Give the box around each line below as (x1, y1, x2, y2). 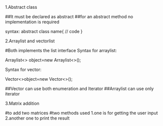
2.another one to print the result (5, 115, 70, 121)
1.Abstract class (5, 4, 37, 10)
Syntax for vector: (5, 66, 42, 72)
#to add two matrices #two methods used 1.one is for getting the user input (5, 110, 158, 116)
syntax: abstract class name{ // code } (5, 29, 83, 34)
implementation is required (5, 19, 60, 25)
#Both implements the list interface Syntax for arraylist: (5, 48, 117, 53)
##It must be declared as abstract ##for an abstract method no (5, 14, 133, 19)
